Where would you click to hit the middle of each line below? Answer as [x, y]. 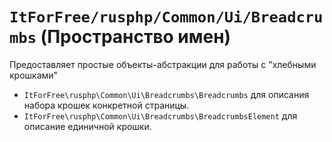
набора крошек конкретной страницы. [106, 105]
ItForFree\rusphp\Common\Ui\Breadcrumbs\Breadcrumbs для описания [166, 94]
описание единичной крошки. [87, 126]
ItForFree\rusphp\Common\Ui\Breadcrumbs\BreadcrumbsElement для [160, 115]
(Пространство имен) [136, 37]
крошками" [34, 75]
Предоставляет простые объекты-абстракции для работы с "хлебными [163, 64]
